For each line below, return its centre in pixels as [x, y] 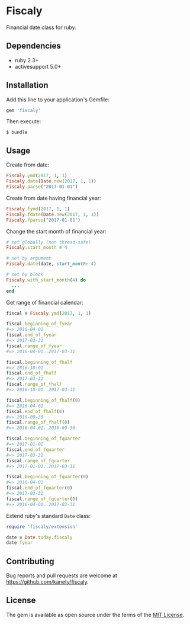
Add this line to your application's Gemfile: [58, 100]
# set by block [25, 274]
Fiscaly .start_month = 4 [37, 248]
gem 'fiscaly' [24, 110]
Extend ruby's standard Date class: [48, 516]
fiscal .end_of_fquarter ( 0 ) [39, 488]
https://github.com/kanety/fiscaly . [47, 582]
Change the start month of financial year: [56, 231]
